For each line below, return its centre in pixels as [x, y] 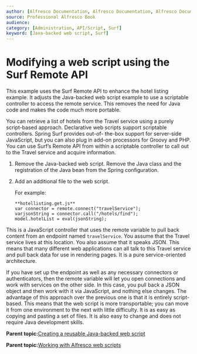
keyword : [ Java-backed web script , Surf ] [57, 33]
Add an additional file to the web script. [62, 181]
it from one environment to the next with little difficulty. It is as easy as [91, 310]
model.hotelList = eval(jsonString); [61, 219]
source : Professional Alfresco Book [51, 17]
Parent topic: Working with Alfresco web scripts [64, 345]
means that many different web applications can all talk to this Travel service [98, 249]
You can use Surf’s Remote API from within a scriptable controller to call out [98, 146]
